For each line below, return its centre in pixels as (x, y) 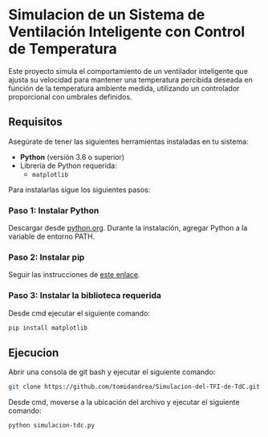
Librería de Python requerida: (69, 165)
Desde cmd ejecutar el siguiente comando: (79, 313)
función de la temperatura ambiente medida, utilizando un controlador (124, 88)
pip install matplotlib (48, 328)
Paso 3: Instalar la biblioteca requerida (85, 296)
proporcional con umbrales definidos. (70, 96)
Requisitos (35, 122)
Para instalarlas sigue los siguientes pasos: (79, 190)
